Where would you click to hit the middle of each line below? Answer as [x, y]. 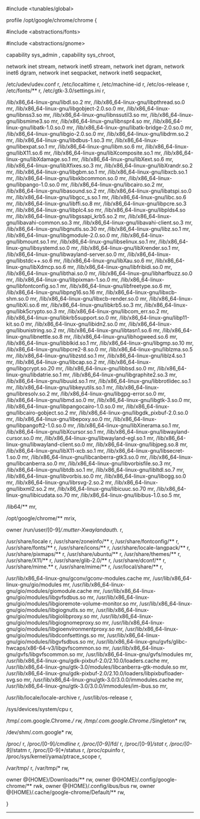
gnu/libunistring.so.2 [32, 330]
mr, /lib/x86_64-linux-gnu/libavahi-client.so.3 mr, [133, 222]
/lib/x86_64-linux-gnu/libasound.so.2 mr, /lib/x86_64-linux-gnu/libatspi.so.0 [99, 191]
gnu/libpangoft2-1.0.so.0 [36, 425]
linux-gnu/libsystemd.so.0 [38, 248]
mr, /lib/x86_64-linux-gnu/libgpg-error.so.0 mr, [109, 394]
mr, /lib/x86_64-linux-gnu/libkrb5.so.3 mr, [92, 305]
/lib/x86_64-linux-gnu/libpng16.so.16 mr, [55, 292]
